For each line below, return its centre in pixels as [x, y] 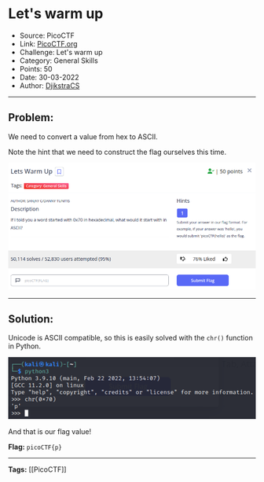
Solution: [31, 319]
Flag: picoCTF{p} [35, 447]
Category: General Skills [59, 61]
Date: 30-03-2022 [49, 77]
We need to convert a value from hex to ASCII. [83, 136]
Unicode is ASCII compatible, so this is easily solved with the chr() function [130, 338]
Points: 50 [36, 68]
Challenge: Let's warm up [61, 52]
